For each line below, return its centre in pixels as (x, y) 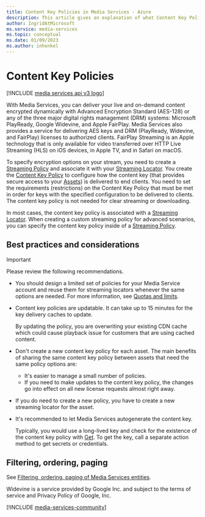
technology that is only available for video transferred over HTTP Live (94, 143)
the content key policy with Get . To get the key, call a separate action (102, 437)
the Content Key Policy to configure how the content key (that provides (95, 175)
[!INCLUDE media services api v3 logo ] (56, 93)
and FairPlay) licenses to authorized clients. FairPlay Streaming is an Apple (100, 137)
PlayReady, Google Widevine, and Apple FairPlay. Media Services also (95, 124)
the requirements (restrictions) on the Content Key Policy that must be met (100, 188)
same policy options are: (46, 364)
